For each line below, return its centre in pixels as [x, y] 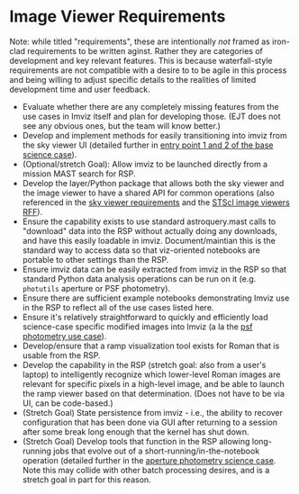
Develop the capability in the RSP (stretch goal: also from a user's [144, 364]
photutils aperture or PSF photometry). [96, 288]
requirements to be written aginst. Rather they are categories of [145, 50]
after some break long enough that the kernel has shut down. [136, 431]
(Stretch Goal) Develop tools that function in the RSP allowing [136, 441]
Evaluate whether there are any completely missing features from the [150, 106]
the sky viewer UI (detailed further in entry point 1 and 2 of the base [148, 145]
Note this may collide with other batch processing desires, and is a [146, 470]
